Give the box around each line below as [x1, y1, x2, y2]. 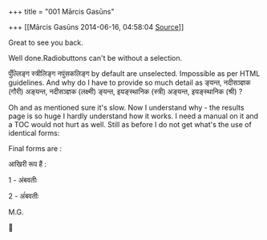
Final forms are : [8, 144, 63, 153]
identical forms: [8, 128, 60, 138]
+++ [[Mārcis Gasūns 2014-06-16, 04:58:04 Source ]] [8, 22, 184, 31]
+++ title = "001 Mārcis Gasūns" [8, 7, 115, 16]
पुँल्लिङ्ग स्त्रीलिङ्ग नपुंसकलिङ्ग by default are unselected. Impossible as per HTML [8, 69, 261, 78]
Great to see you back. [8, 38, 84, 47]
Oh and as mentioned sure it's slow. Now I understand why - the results [8, 103, 245, 112]
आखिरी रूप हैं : [8, 159, 47, 169]
